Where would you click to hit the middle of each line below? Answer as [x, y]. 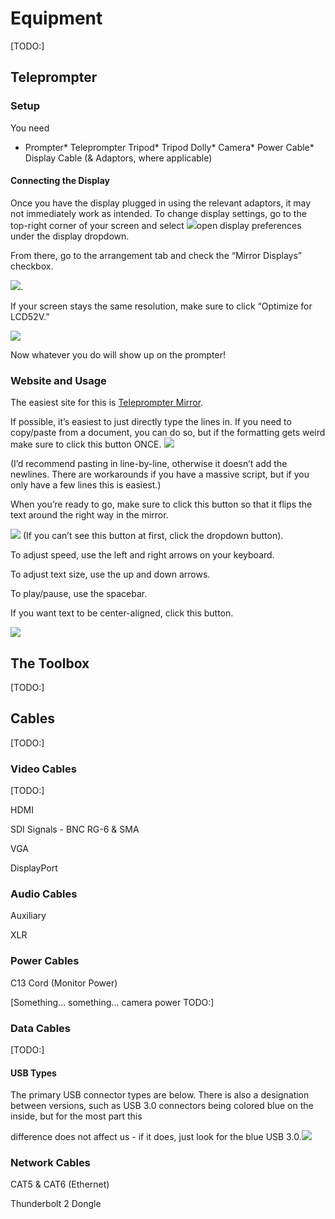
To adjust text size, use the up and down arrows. [110, 574]
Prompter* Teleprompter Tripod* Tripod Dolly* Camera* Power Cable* [169, 147]
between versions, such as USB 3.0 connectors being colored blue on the [162, 1106]
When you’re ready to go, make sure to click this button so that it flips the [161, 504]
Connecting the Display [60, 181]
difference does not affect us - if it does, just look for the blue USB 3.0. [156, 1137]
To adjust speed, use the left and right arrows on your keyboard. [142, 555]
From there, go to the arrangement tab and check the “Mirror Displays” [156, 255]
